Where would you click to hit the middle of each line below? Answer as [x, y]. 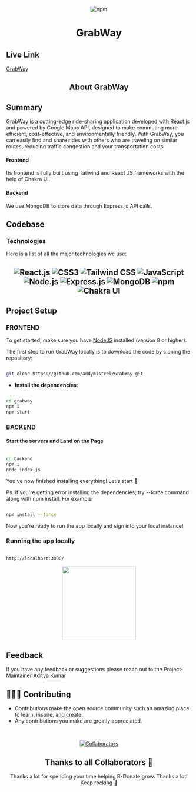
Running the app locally [41, 541]
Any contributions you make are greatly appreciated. [78, 721]
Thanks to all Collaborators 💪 [99, 762]
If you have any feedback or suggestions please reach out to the [84, 670]
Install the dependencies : [46, 385]
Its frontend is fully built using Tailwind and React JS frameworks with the [95, 173]
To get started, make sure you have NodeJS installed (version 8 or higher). [97, 340]
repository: [19, 358]
